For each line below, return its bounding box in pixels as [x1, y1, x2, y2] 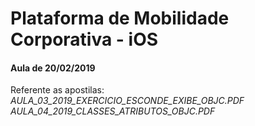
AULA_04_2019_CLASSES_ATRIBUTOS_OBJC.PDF [10, 105, 216, 117]
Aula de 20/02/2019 [10, 62, 96, 74]
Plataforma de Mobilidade [10, 7, 230, 30]
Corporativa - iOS [10, 28, 159, 51]
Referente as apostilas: [10, 84, 105, 96]
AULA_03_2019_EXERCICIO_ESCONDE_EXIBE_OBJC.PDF [10, 95, 245, 107]
